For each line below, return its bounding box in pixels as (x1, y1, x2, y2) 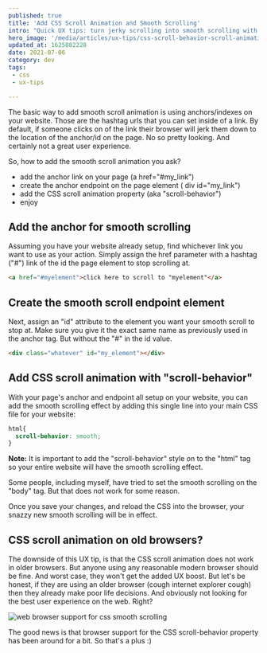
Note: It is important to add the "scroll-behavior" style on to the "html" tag (8, 454, 251, 463)
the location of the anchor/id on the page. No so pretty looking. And (8, 132, 230, 142)
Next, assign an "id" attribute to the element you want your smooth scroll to (8, 317, 255, 326)
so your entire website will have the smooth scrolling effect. (8, 463, 203, 472)
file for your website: (8, 409, 76, 419)
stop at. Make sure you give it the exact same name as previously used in (8, 326, 248, 334)
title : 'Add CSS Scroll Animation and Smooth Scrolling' (8, 19, 201, 27)
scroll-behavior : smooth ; (15, 432, 102, 440)
